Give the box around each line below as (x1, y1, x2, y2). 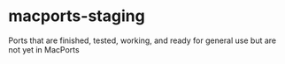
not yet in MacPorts (8, 44, 81, 54)
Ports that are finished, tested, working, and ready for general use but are (8, 35, 276, 46)
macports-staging (8, 6, 145, 26)
